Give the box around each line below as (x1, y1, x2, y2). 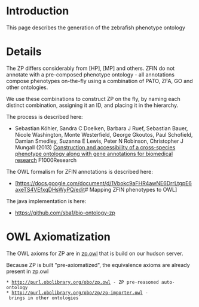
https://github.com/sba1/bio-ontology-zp (14, 209, 115, 216)
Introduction (6, 4, 69, 18)
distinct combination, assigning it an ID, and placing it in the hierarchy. (6, 102, 179, 109)
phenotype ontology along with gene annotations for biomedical (14, 150, 173, 157)
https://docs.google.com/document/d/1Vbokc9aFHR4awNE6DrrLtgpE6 (17, 179, 192, 186)
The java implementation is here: (6, 197, 87, 204)
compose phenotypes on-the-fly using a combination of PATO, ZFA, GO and (6, 77, 193, 84)
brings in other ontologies (8, 294, 79, 301)
